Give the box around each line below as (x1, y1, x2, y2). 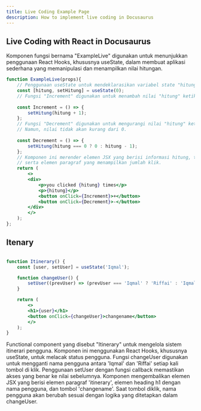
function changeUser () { (17, 275, 79, 281)
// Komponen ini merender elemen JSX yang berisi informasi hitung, (17, 154, 191, 160)
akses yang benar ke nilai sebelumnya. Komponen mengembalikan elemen (6, 373, 190, 380)
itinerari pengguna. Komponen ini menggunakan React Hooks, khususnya (6, 347, 187, 354)
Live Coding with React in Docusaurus (6, 36, 151, 47)
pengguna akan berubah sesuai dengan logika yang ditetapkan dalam (6, 392, 178, 399)
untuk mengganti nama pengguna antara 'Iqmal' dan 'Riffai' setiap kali (6, 360, 178, 367)
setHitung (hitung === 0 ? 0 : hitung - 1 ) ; (28, 143, 138, 149)
